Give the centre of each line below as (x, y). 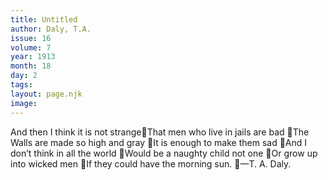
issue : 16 (31, 38)
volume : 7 (31, 47)
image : (24, 103)
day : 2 (24, 76)
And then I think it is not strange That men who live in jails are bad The (160, 132)
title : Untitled (44, 19)
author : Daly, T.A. (51, 29)
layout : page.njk (46, 94)
